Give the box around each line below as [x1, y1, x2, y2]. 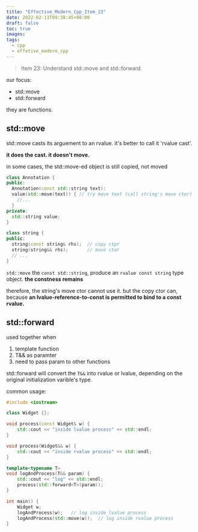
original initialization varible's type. [6, 376, 92, 383]
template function [14, 345, 59, 352]
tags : [6, 37, 20, 43]
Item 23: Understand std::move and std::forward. [20, 64, 143, 72]
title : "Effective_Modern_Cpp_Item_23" [6, 8, 107, 15]
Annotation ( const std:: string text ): [11, 186, 107, 192]
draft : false [6, 20, 39, 26]
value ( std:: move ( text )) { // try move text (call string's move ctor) [11, 191, 193, 198]
